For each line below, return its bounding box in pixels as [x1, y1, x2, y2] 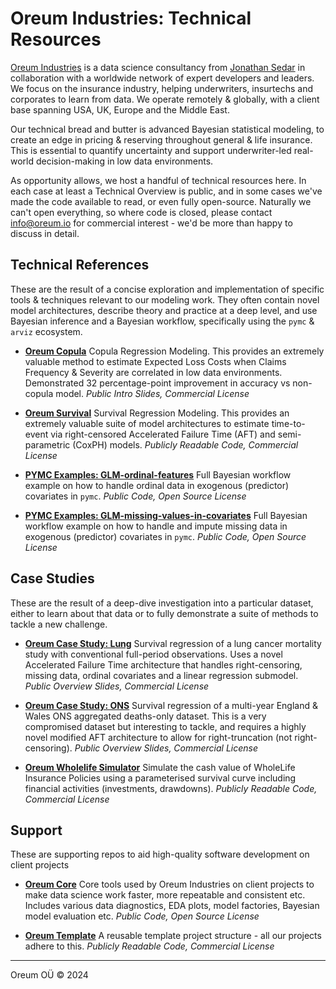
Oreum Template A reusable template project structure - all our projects [24, 930, 322, 942]
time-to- [271, 417, 306, 429]
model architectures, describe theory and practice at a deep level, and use [10, 304, 318, 316]
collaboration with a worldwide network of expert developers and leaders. [10, 72, 315, 84]
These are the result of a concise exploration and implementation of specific [10, 283, 325, 295]
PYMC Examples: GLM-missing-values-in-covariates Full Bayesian [24, 509, 308, 521]
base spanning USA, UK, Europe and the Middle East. [10, 103, 230, 116]
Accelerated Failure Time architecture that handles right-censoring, [24, 658, 303, 671]
